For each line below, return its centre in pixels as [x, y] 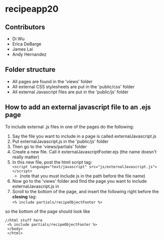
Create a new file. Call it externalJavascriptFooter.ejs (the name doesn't [84, 152]
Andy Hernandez [29, 54]
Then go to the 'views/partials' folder [49, 146]
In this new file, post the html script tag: [52, 162]
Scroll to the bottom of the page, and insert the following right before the [85, 191]
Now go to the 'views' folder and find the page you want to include [79, 181]
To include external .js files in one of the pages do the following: [70, 127]
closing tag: [24, 196]
